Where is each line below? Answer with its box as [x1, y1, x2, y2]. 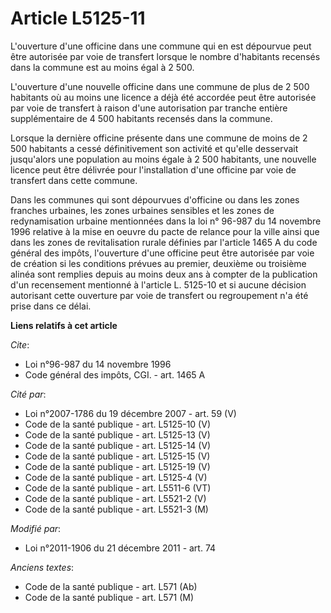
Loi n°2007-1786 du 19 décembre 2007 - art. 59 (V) [24, 407, 237, 419]
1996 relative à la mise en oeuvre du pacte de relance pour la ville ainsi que [10, 225, 320, 237]
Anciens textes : [10, 561, 75, 573]
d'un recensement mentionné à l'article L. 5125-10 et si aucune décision [10, 278, 307, 291]
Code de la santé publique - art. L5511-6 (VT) [24, 482, 212, 494]
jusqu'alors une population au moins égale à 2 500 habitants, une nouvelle [10, 153, 317, 165]
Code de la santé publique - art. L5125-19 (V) [24, 460, 211, 472]
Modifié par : [10, 522, 62, 534]
